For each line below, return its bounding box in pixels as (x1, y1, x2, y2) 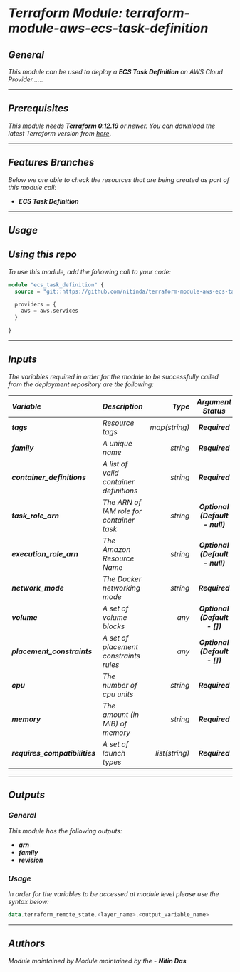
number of (103, 680, 137, 690)
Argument (196, 396, 232, 406)
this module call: (8, 183, 56, 191)
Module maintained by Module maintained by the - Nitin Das (8, 956, 187, 965)
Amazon (103, 544, 131, 554)
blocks (103, 621, 125, 631)
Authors (8, 938, 46, 950)
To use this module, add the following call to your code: (8, 267, 172, 276)
